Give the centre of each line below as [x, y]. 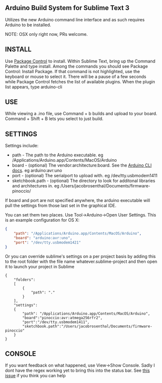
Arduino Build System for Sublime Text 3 [67, 8]
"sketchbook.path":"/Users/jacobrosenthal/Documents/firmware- [87, 326]
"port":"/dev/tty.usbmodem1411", [56, 322]
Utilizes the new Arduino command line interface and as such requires [75, 19]
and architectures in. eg [36, 186]
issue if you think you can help [36, 376]
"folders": [25, 280]
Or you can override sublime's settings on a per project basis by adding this [81, 256]
